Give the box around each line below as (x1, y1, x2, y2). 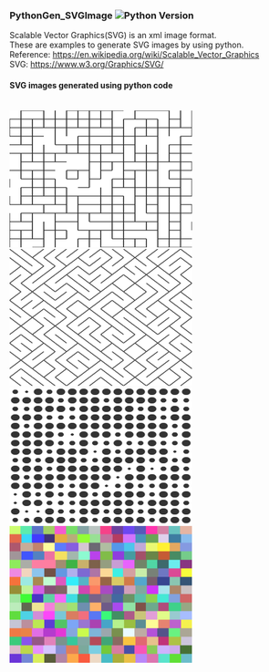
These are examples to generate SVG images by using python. (9, 39, 244, 50)
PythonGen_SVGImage (9, 9, 113, 22)
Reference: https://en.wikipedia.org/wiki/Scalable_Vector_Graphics (9, 49, 260, 60)
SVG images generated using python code (9, 79, 173, 90)
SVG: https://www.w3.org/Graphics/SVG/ (9, 59, 164, 70)
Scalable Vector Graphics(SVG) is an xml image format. (9, 30, 217, 41)
